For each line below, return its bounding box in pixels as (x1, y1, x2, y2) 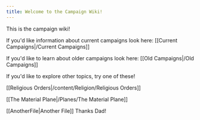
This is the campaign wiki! (6, 25, 70, 32)
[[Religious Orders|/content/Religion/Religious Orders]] (6, 84, 141, 91)
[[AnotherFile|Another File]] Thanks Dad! (6, 107, 106, 114)
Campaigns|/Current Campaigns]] (6, 43, 90, 50)
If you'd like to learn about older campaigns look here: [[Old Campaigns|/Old (6, 54, 194, 61)
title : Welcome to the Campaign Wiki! (6, 8, 103, 15)
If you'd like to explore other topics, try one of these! (6, 72, 136, 79)
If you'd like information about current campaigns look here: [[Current (6, 36, 178, 44)
